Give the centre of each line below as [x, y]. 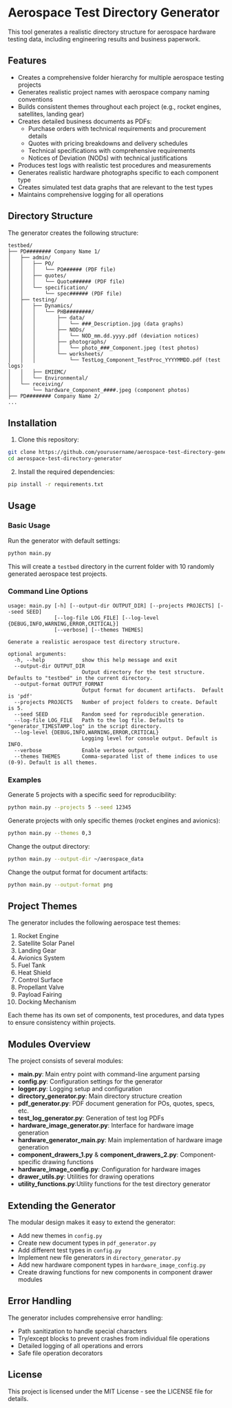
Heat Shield [34, 973]
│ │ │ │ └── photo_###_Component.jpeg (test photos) [103, 348]
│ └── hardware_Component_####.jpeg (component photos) [99, 390]
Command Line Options [48, 592]
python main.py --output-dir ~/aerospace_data [76, 859]
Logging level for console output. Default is [149, 738]
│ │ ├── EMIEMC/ [38, 372]
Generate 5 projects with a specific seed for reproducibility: [92, 795]
